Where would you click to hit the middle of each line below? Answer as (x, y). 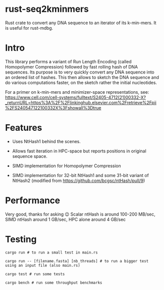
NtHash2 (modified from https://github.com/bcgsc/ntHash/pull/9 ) (79, 181)
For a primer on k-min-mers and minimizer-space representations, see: (77, 92)
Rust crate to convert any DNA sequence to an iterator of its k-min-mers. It (81, 23)
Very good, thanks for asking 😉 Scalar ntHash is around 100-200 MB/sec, (80, 214)
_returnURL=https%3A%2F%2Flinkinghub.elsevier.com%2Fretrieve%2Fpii (81, 103)
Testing (21, 239)
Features (24, 128)
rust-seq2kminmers (47, 9)
